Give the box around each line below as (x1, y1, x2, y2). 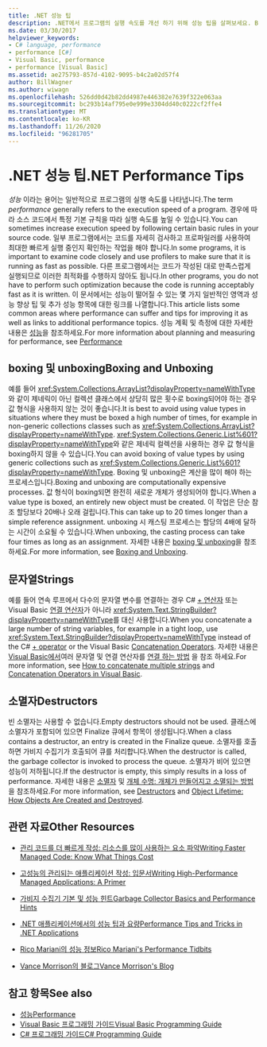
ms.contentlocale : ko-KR (8, 115, 91, 123)
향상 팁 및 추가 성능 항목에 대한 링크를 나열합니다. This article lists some (16, 299, 240, 308)
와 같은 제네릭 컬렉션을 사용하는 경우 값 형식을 (112, 439, 255, 449)
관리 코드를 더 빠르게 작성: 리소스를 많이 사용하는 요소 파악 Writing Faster (19, 843, 246, 852)
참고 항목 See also (8, 987, 93, 1000)
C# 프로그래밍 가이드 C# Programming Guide (19, 1029, 162, 1038)
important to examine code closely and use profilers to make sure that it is (8, 251, 251, 261)
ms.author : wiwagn (8, 85, 69, 94)
